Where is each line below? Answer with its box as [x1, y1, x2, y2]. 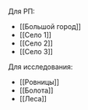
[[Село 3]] [19, 47, 53, 56]
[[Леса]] [19, 94, 47, 103]
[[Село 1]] [19, 31, 52, 39]
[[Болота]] [19, 86, 54, 95]
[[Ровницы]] [19, 78, 60, 86]
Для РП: [8, 7, 35, 16]
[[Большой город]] [19, 22, 82, 31]
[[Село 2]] [19, 38, 53, 48]
